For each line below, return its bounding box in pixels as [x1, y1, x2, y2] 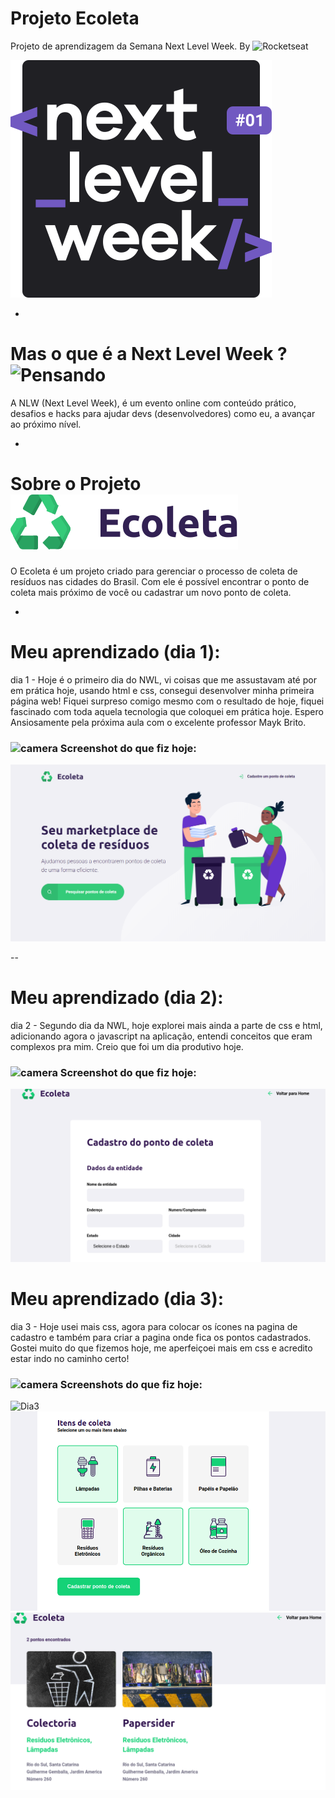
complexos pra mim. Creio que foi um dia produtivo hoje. [10, 1040, 244, 1052]
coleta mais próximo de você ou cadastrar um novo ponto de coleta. [10, 586, 292, 598]
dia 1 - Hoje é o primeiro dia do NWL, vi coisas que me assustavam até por [10, 673, 317, 686]
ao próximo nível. [10, 418, 82, 430]
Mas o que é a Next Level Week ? [10, 343, 288, 366]
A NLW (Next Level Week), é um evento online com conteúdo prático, [10, 397, 297, 409]
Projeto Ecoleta [10, 7, 140, 30]
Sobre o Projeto [10, 473, 142, 496]
